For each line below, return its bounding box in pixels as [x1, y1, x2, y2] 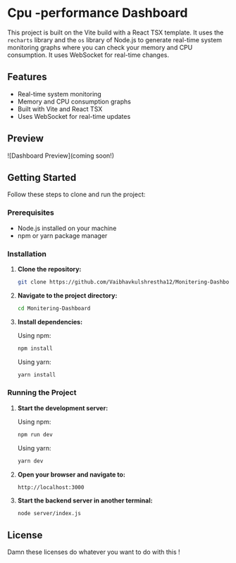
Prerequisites [7, 208, 54, 217]
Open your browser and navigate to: [17, 470, 125, 479]
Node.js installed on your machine [17, 224, 117, 232]
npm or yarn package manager [17, 231, 108, 240]
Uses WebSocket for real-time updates [17, 112, 131, 120]
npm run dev [17, 431, 53, 438]
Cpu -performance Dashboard [7, 5, 188, 21]
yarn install [17, 371, 56, 378]
